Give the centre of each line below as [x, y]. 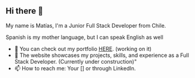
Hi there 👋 [24, 11]
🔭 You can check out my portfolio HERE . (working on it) [83, 49]
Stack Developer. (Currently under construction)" [75, 61]
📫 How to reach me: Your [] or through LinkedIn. [75, 68]
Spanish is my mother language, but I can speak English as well [85, 37]
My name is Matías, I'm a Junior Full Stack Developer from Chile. [86, 25]
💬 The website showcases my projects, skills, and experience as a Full [102, 55]
